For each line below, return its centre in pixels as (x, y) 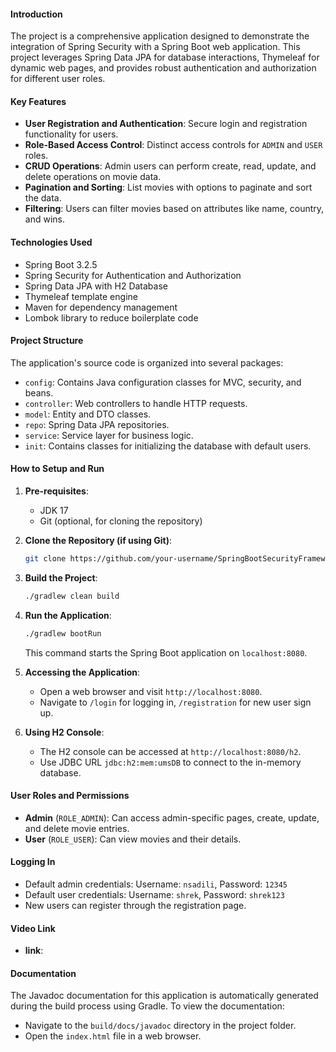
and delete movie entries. (77, 828)
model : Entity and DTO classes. (88, 414)
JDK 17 (54, 511)
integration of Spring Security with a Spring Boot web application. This (155, 47)
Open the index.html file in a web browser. (113, 1036)
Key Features (38, 101)
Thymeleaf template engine (81, 296)
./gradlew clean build (72, 596)
